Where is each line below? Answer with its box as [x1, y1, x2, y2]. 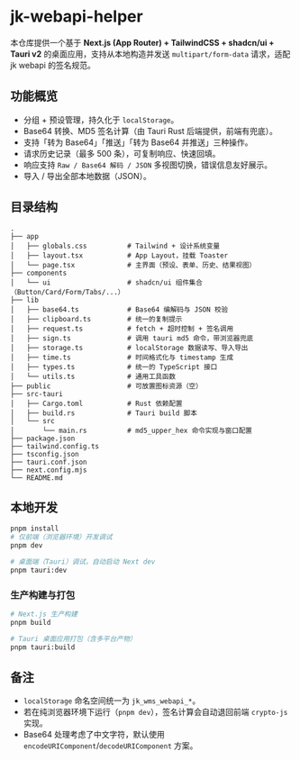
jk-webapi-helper [10, 6, 143, 27]
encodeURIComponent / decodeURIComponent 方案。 [23, 740, 198, 751]
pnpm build [10, 618, 51, 627]
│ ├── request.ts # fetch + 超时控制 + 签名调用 [10, 324, 233, 333]
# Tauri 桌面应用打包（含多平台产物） [10, 634, 137, 643]
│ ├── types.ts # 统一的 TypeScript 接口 [10, 362, 218, 371]
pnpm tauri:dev [10, 565, 68, 575]
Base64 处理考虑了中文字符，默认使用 [23, 729, 166, 740]
